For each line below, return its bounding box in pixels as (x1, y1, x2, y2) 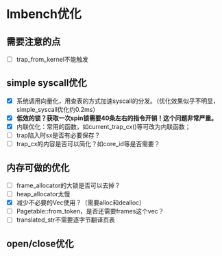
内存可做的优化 (6, 162, 70, 174)
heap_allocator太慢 (16, 190, 71, 198)
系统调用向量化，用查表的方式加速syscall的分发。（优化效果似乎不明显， (16, 97, 220, 105)
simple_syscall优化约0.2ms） (16, 105, 99, 113)
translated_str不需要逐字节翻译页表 (16, 216, 116, 224)
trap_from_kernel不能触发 (16, 56, 89, 63)
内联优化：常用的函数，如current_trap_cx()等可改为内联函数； (16, 123, 191, 130)
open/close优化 (6, 237, 75, 249)
